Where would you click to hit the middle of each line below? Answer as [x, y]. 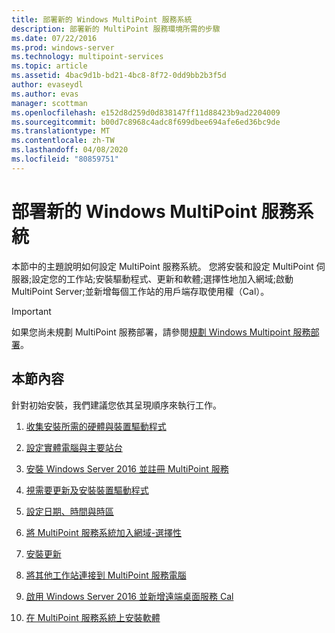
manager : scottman [49, 103]
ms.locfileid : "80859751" [65, 159]
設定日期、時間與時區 [69, 511]
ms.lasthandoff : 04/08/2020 [70, 150]
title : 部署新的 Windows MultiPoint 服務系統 [102, 19]
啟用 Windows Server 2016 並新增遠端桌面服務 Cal [129, 596]
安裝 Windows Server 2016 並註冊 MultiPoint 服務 [127, 468]
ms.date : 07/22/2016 [54, 38]
